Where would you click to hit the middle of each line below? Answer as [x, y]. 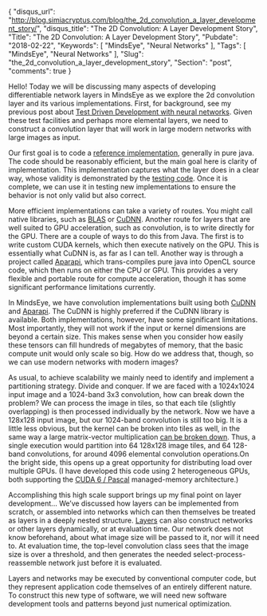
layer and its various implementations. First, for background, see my [120, 103]
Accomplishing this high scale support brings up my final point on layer [125, 495]
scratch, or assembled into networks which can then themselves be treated [132, 512]
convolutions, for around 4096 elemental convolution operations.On [138, 454]
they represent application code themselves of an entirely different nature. [130, 587]
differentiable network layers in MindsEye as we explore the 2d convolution [132, 95]
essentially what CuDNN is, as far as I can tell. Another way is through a [126, 253]
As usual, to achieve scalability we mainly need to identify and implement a [132, 378]
